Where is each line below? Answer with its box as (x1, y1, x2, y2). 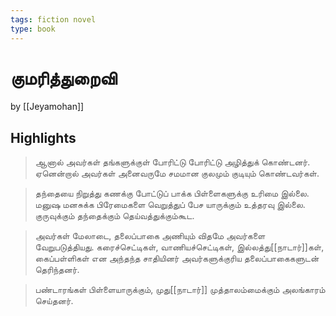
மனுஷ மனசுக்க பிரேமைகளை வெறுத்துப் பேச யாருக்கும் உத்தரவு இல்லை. (34, 199, 306, 211)
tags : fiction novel (10, 14, 97, 25)
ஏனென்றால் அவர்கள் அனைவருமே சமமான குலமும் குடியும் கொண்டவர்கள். (34, 167, 320, 180)
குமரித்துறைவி (10, 67, 118, 90)
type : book (10, 24, 56, 34)
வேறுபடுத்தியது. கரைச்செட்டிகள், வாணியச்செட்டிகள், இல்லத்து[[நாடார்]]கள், (34, 241, 325, 253)
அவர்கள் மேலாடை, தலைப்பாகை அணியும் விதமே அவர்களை (34, 230, 266, 242)
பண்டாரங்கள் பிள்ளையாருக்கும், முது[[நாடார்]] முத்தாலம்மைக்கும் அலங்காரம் (34, 284, 326, 296)
